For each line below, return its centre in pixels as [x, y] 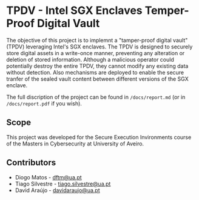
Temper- [167, 11]
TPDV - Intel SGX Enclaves [74, 11]
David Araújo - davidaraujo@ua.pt [57, 190]
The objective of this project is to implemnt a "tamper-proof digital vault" [97, 40]
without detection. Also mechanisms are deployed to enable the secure [95, 72]
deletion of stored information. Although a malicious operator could [90, 59]
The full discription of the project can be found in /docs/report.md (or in [96, 97]
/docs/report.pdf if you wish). [44, 103]
